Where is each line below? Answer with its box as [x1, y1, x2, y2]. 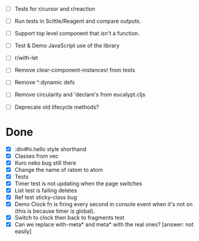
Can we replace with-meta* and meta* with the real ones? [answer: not [14, 221, 194, 228]
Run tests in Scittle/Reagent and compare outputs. [14, 18, 142, 25]
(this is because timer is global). [14, 207, 95, 215]
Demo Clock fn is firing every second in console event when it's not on [14, 201, 193, 207]
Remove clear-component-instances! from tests [14, 67, 136, 74]
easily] [14, 228, 32, 235]
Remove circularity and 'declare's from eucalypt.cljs [14, 91, 146, 98]
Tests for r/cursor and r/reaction [14, 6, 96, 12]
